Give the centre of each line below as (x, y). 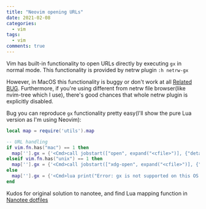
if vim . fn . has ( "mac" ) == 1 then (48, 147)
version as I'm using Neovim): (44, 119)
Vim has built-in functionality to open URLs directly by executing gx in (94, 63)
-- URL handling (27, 142)
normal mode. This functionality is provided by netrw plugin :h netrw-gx (97, 70)
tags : (13, 35)
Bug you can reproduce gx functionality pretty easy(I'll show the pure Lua (99, 113)
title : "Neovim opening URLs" (45, 12)
